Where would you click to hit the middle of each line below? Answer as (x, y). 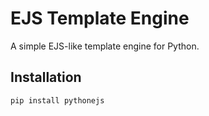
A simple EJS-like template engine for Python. (105, 46)
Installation (46, 77)
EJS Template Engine (100, 18)
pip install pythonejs (57, 100)
